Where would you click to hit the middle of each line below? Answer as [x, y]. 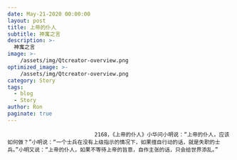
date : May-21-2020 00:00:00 [49, 14]
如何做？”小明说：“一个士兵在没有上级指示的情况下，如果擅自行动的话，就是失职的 [111, 142]
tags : [15, 87]
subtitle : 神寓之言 [34, 34]
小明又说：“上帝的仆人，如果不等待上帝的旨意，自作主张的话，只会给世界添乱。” [118, 150]
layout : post [27, 21]
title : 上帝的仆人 [32, 27]
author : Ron [25, 107]
